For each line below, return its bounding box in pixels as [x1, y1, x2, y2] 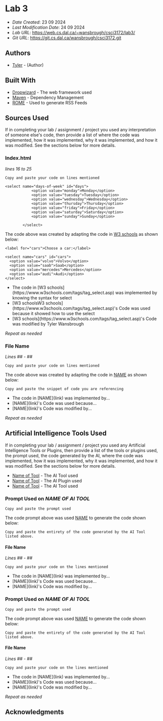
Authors [5, 49, 31, 57]
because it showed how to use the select [12, 310, 95, 316]
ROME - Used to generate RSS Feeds [12, 99, 87, 105]
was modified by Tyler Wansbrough [12, 321, 84, 326]
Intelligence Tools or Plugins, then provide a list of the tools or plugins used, [5, 447, 158, 453]
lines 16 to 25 [5, 166, 32, 172]
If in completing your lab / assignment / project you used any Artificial [5, 442, 146, 448]
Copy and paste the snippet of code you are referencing [5, 386, 124, 391]
